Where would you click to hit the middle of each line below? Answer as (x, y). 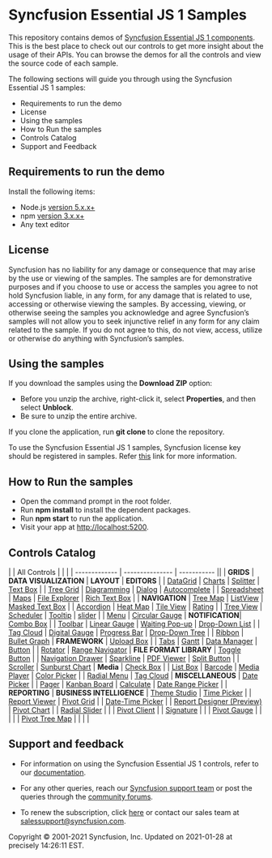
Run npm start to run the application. (82, 519)
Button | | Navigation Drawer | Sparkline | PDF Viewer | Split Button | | (124, 658)
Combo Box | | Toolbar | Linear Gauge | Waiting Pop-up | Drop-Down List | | (134, 624)
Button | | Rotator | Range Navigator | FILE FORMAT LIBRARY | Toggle (125, 650)
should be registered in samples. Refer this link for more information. (123, 457)
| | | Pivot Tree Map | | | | (49, 719)
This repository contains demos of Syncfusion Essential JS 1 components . (132, 37)
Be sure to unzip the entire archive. (79, 416)
